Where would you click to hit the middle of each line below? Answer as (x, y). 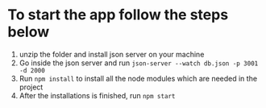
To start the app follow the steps (118, 15)
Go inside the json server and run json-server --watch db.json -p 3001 (139, 63)
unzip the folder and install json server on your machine (112, 54)
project (31, 87)
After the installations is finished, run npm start (97, 95)
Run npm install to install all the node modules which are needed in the (138, 78)
